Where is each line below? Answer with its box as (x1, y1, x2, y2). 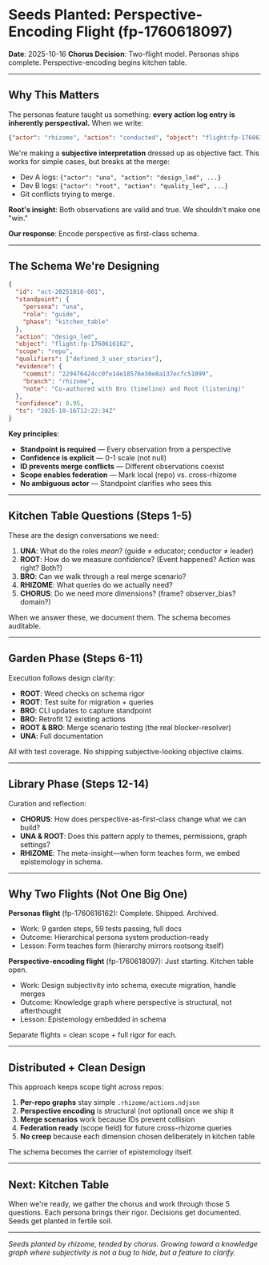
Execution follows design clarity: (8, 673, 115, 682)
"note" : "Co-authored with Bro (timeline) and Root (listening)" (22, 384, 246, 393)
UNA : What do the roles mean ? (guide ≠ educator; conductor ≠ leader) (19, 546, 254, 556)
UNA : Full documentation (19, 731, 104, 741)
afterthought (19, 1006, 62, 1016)
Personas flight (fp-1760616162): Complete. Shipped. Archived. (8, 909, 219, 918)
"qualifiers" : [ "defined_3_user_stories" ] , (15, 355, 163, 363)
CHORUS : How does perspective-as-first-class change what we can (19, 814, 247, 824)
